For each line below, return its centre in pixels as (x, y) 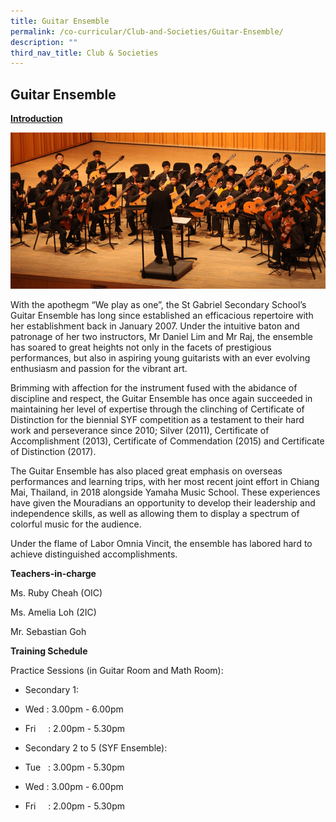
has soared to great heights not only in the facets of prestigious (141, 347)
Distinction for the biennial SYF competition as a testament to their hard (157, 420)
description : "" (44, 42)
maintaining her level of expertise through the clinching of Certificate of (157, 409)
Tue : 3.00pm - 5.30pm (74, 767)
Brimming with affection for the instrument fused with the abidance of (154, 388)
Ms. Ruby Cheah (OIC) (56, 593)
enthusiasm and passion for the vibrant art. (99, 369)
